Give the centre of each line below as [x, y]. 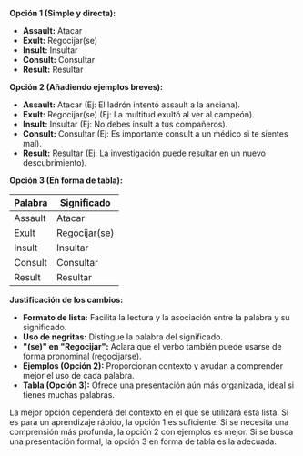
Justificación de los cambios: [66, 300]
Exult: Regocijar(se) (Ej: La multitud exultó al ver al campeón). [138, 114]
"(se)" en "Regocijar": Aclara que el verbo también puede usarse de [152, 346]
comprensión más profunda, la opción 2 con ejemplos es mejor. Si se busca [151, 432]
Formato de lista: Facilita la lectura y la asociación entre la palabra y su [156, 317]
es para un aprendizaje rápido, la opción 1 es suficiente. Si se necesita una [149, 422]
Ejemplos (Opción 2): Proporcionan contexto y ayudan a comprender [153, 366]
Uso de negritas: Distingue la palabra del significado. [122, 337]
